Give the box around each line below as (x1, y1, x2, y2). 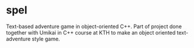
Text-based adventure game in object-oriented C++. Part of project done (6, 23, 182, 30)
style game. (32, 35, 60, 42)
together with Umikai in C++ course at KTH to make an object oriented (6, 29, 176, 36)
